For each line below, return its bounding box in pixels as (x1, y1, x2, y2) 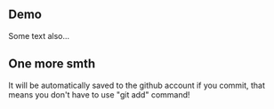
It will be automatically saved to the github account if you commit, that (8, 80, 266, 90)
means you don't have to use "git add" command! (8, 89, 190, 100)
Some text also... (8, 30, 70, 41)
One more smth (8, 57, 96, 72)
